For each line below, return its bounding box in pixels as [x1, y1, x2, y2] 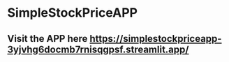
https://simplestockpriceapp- [89, 33, 222, 45]
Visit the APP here [7, 33, 88, 45]
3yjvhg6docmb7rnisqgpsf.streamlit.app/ [7, 43, 189, 55]
